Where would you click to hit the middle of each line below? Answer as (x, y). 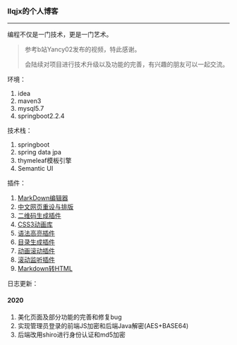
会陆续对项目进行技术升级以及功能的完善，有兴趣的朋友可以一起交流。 (127, 64)
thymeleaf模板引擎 (44, 161)
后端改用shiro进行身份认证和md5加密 (71, 334)
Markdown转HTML (45, 269)
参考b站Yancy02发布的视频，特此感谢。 (83, 49)
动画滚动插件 (36, 251)
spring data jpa (39, 152)
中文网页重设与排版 (45, 207)
